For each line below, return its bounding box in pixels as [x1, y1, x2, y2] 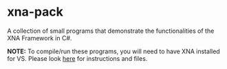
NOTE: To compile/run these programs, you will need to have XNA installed [7, 47, 220, 55]
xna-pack [7, 4, 63, 20]
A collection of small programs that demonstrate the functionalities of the [7, 27, 215, 35]
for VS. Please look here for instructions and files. [7, 54, 148, 62]
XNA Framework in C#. [7, 33, 72, 42]
